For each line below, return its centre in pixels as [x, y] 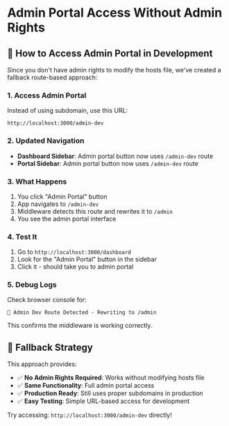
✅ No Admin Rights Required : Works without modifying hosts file [111, 378]
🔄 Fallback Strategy [50, 347]
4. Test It [22, 237]
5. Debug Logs [32, 285]
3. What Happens [37, 181]
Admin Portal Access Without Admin [115, 13]
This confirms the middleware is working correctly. [80, 326]
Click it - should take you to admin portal [75, 267]
